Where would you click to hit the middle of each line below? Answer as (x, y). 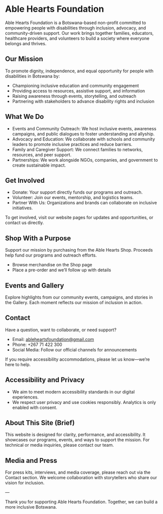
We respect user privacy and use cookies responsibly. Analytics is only (84, 402)
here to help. (18, 364)
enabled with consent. (35, 407)
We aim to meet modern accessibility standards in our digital (73, 392)
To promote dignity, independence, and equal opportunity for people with (79, 71)
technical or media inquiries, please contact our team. (59, 445)
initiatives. (22, 208)
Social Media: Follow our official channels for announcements (74, 349)
